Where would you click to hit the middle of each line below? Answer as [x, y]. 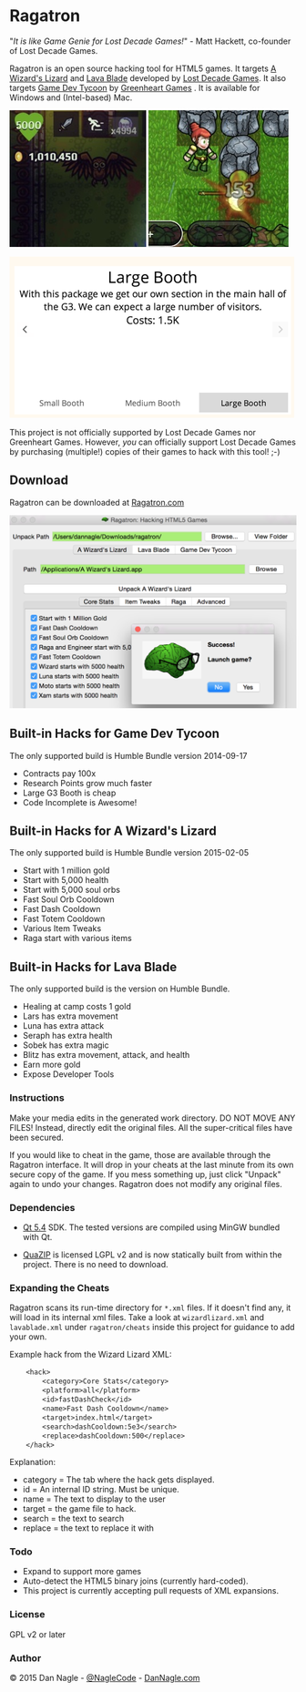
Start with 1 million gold [66, 870]
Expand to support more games [82, 1572]
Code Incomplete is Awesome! [80, 802]
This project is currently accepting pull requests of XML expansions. [151, 1591]
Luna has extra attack [63, 1026]
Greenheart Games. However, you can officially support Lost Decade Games [153, 442]
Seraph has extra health [67, 1036]
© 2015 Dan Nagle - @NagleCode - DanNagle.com [105, 1678]
